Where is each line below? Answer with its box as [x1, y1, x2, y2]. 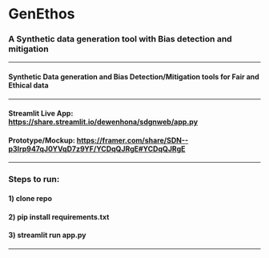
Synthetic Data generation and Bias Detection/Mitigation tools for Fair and [8, 72, 260, 82]
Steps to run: [8, 174, 60, 185]
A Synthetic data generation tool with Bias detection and [8, 34, 232, 45]
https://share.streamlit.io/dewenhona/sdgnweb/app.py [8, 117, 199, 127]
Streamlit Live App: [8, 109, 74, 119]
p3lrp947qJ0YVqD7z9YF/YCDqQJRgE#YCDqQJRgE [8, 143, 186, 153]
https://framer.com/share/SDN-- [76, 135, 189, 145]
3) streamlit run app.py [8, 230, 86, 240]
